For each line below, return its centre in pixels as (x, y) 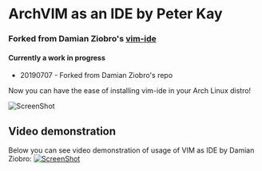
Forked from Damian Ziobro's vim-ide (83, 39)
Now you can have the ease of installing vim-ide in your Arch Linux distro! (130, 91)
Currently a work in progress (57, 57)
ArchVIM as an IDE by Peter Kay (115, 14)
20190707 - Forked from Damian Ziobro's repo (96, 76)
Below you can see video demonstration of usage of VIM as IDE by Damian (131, 150)
